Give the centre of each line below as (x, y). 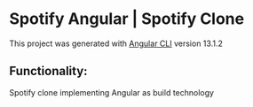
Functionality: (48, 71)
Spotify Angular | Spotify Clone (127, 19)
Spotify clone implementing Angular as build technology (112, 92)
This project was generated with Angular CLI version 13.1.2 (116, 43)
